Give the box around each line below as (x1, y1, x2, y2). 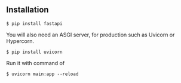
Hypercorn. (6, 37, 35, 44)
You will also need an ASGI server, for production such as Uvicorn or (6, 31, 175, 38)
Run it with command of (6, 59, 65, 66)
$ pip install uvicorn (6, 49, 63, 55)
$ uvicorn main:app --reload (6, 71, 79, 77)
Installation (6, 5, 49, 15)
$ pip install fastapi (6, 20, 63, 26)
